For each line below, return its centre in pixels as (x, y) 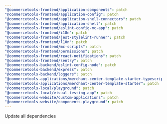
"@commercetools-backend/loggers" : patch (48, 74)
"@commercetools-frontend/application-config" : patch (62, 14)
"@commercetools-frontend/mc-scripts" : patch (53, 47)
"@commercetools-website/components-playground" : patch (64, 102)
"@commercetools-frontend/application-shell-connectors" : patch (73, 19)
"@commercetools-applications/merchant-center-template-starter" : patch (82, 83)
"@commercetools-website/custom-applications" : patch (62, 97)
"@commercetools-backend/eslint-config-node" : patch (61, 65)
